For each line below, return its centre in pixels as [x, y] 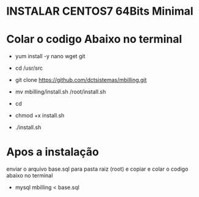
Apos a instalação [53, 152]
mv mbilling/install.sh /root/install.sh [60, 92]
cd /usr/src [29, 68]
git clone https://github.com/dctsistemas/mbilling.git [81, 80]
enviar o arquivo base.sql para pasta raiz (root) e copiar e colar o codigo [97, 169]
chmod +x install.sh [40, 116]
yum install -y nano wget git [50, 56]
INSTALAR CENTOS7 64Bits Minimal [100, 11]
